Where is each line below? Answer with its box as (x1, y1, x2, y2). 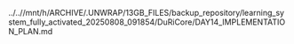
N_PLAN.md (8, 26, 53, 36)
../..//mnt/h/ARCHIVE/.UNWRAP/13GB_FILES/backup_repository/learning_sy (8, 8, 285, 18)
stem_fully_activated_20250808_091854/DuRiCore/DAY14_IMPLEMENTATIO (8, 17, 286, 27)
